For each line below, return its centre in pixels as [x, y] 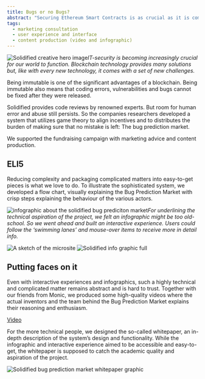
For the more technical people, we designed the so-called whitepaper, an [99, 331]
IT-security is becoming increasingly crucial [143, 58]
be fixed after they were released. [49, 96]
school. [16, 223]
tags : [14, 23]
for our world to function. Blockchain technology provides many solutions [99, 64]
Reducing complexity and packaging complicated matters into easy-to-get [100, 179]
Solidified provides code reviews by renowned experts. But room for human [102, 107]
